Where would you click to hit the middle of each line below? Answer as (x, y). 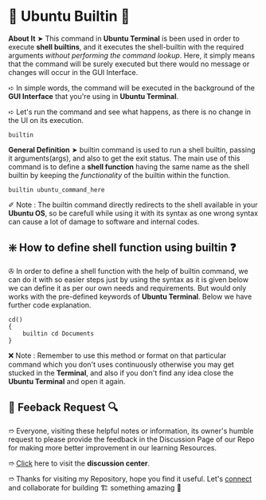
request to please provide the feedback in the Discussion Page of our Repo (131, 439)
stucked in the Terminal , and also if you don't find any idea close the (121, 373)
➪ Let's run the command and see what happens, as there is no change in (130, 112)
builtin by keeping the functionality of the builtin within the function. (119, 175)
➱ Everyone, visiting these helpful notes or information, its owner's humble (131, 431)
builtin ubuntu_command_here (57, 190)
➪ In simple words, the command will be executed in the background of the (131, 88)
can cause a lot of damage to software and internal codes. (104, 221)
